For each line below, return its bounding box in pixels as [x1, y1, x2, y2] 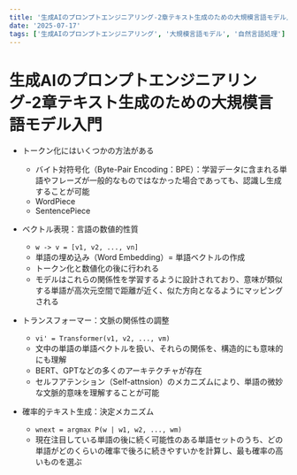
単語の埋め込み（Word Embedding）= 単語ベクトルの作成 [34, 252, 246, 263]
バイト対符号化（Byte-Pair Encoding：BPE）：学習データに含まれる [34, 165, 280, 175]
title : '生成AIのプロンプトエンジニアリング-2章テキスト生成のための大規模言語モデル [9, 12, 287, 22]
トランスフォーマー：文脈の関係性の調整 [21, 315, 170, 326]
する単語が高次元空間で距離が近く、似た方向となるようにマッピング [34, 285, 284, 296]
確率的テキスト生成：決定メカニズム [21, 406, 155, 417]
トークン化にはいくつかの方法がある [21, 145, 155, 156]
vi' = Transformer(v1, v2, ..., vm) [34, 334, 171, 343]
